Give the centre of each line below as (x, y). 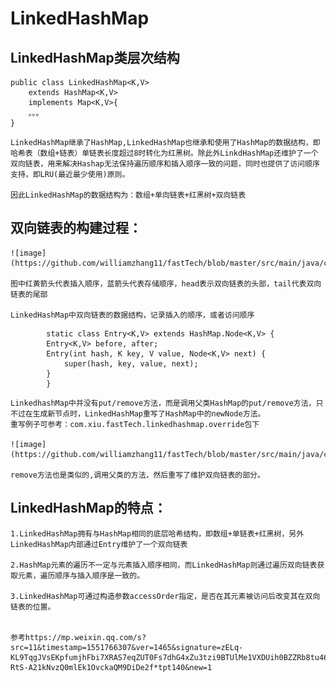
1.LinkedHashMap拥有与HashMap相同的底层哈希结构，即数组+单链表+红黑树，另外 (157, 533)
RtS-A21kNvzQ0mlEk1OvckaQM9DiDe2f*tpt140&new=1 (111, 667)
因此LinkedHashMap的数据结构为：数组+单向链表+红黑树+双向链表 (128, 195)
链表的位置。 (33, 607)
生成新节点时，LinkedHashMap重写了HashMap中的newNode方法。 (149, 413)
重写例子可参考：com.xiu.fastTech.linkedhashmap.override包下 (135, 424)
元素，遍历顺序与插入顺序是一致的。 (81, 575)
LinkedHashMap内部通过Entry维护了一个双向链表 (99, 544)
